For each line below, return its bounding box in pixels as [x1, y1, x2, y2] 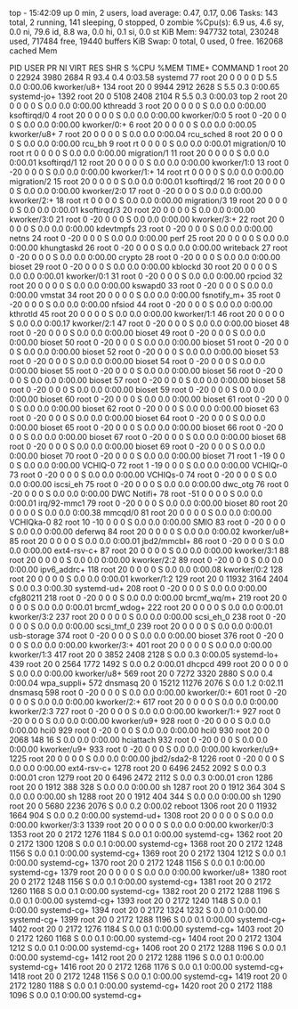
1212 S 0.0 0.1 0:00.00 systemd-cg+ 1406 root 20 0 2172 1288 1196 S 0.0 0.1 [9, 943, 286, 953]
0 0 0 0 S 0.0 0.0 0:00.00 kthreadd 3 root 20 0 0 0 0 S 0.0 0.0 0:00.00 [9, 101, 267, 110]
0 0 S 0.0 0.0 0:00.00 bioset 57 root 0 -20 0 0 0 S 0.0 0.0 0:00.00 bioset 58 [9, 375, 286, 386]
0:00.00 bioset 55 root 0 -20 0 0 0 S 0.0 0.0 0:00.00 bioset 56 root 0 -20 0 [9, 365, 283, 376]
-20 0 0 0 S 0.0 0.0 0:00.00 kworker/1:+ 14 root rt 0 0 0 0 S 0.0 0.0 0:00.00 [9, 167, 285, 177]
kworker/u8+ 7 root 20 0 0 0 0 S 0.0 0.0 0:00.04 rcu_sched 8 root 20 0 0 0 [9, 129, 283, 139]
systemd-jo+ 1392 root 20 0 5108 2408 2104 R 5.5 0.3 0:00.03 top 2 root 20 [9, 91, 288, 102]
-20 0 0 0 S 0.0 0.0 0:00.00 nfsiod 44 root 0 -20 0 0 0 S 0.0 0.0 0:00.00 [9, 299, 273, 310]
